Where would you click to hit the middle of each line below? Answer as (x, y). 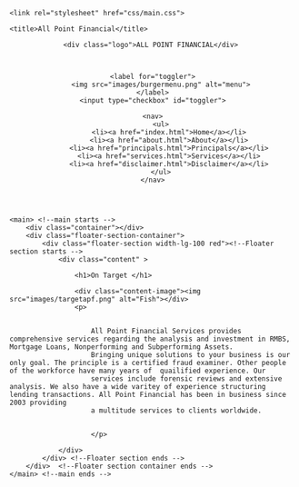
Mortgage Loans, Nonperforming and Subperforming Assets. (121, 347)
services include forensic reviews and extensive (186, 379)
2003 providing (38, 403)
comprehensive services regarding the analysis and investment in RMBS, (150, 339)
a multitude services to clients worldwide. (176, 411)
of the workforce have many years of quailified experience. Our (138, 371)
